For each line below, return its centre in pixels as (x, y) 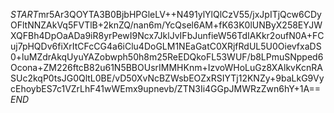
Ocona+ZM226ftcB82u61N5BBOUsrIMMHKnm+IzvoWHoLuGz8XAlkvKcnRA (166, 67)
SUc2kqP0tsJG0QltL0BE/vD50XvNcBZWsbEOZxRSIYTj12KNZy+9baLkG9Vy (167, 78)
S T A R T (24, 14)
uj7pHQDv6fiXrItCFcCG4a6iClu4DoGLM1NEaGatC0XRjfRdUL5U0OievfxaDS (166, 46)
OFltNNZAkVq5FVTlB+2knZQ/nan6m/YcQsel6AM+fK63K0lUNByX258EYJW (166, 25)
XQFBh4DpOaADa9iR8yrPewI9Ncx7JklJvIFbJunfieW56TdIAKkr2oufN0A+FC (167, 35)
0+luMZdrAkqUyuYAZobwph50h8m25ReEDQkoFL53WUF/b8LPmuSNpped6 (167, 57)
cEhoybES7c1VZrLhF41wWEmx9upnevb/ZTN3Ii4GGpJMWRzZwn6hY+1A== (166, 88)
